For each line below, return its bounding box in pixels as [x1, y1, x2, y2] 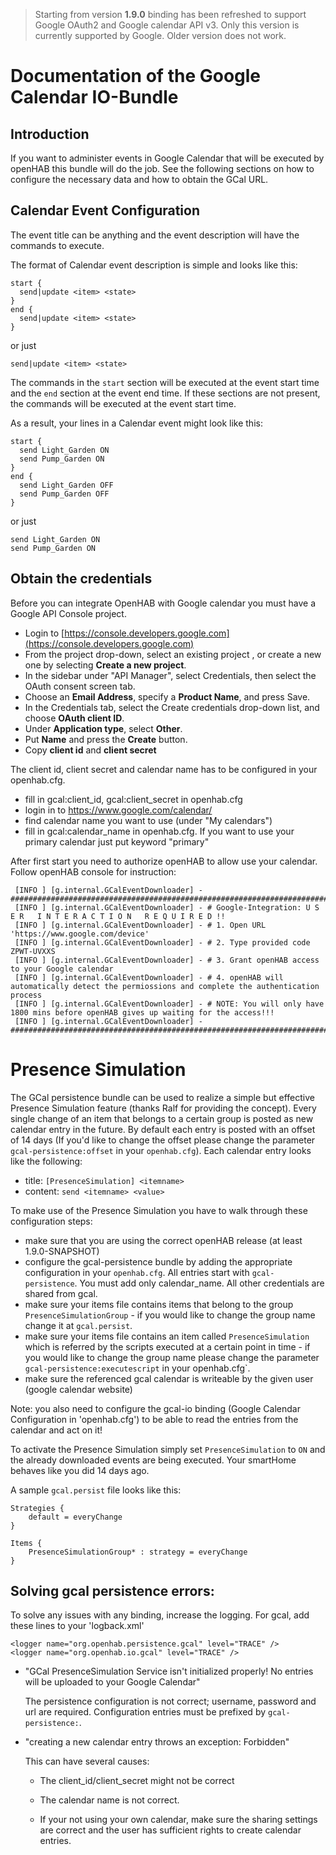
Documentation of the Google [10, 65, 262, 88]
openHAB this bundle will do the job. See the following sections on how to [10, 163, 315, 174]
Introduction [10, 125, 90, 143]
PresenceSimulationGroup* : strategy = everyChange [28, 1547, 248, 1557]
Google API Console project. [10, 607, 127, 619]
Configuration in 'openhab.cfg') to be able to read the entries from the [10, 1413, 299, 1425]
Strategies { [10, 1503, 65, 1513]
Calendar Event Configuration [10, 202, 201, 219]
